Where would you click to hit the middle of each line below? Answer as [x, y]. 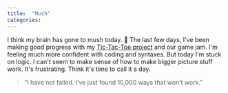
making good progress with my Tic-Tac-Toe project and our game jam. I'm [113, 47]
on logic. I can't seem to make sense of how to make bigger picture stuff [110, 61]
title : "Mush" [29, 13]
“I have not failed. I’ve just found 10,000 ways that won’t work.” [113, 82]
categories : [24, 20]
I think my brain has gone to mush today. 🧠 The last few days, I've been [108, 39]
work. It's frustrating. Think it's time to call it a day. [79, 69]
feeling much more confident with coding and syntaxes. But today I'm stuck [114, 54]
